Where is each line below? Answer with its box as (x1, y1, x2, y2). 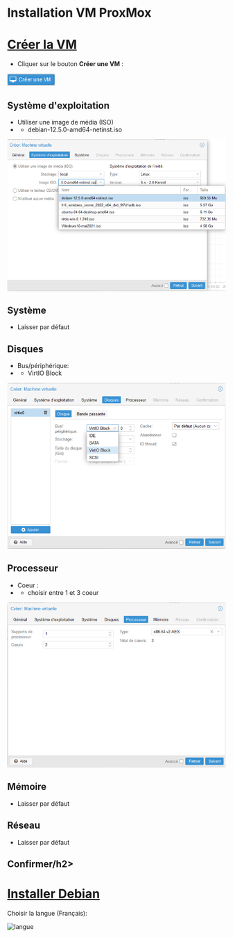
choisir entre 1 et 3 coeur (27, 588, 99, 596)
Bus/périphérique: (17, 362, 69, 370)
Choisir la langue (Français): (7, 909, 88, 918)
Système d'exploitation (7, 100, 110, 111)
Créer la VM (7, 37, 78, 53)
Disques (7, 343, 44, 355)
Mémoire (7, 781, 47, 793)
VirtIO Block (27, 369, 62, 377)
